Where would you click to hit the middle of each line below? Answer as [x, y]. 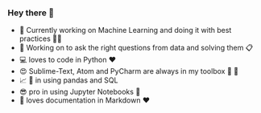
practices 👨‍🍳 [40, 38]
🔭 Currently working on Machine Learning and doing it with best [125, 30]
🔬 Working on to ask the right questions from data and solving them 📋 [136, 48]
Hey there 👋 [31, 13]
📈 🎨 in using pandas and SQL [68, 80]
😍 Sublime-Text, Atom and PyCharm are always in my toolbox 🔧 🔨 [129, 71]
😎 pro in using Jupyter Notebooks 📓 [80, 92]
